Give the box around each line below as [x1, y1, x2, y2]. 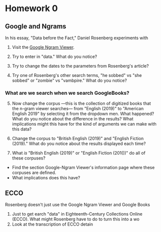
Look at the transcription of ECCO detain [12, 221, 93, 227]
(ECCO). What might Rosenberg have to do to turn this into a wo [12, 216, 140, 222]
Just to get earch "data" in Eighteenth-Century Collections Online [12, 211, 143, 217]
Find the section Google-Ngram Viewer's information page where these [12, 165, 155, 171]
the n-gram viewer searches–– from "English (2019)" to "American [12, 106, 144, 112]
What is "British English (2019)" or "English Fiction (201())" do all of [12, 150, 146, 156]
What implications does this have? [12, 175, 81, 181]
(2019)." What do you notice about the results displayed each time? [12, 141, 146, 146]
